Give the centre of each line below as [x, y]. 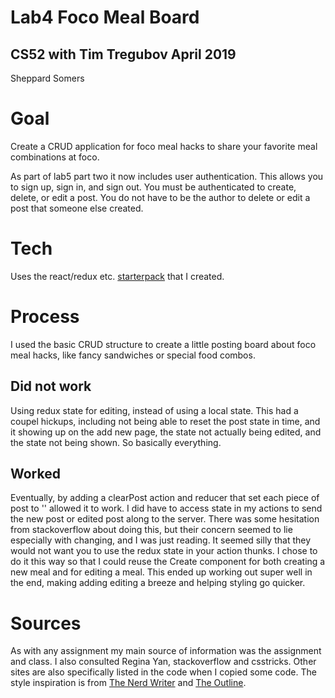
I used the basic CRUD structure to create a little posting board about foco [163, 344]
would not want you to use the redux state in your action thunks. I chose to [164, 551]
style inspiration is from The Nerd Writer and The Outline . [128, 683]
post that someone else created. [77, 208]
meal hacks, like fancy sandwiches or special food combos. [133, 355]
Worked [35, 474]
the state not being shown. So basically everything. [116, 442]
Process [45, 317]
